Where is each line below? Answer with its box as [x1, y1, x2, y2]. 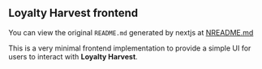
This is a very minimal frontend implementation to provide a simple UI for [8, 43, 251, 53]
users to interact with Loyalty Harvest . [8, 51, 138, 61]
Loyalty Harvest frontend [8, 6, 139, 20]
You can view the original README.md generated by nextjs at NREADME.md [8, 27, 254, 37]
